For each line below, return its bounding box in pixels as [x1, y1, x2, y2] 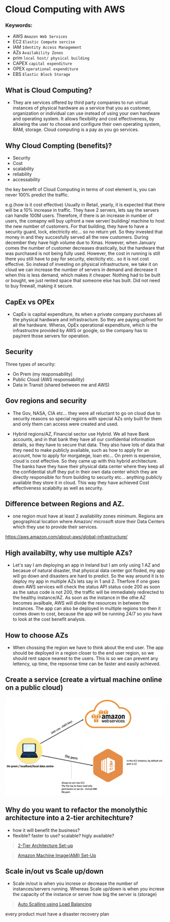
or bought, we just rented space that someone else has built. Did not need [5, 278, 160, 284]
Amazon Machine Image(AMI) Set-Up [17, 852, 96, 858]
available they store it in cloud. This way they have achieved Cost [12, 479, 150, 485]
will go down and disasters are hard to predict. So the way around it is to [12, 573, 164, 579]
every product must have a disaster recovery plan [5, 911, 110, 917]
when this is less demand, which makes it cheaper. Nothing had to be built [5, 272, 161, 278]
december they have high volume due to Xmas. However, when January [5, 239, 156, 246]
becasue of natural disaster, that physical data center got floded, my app [12, 567, 165, 574]
